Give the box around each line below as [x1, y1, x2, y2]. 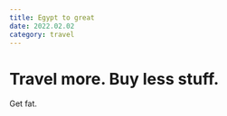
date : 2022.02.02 [9, 22, 75, 31]
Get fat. [9, 98, 38, 109]
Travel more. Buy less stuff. [9, 68, 220, 89]
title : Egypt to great [9, 13, 95, 22]
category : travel [9, 30, 75, 39]
